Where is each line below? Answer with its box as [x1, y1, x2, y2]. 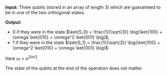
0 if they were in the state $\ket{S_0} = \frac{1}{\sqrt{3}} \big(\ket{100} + [12, 29, 162, 34]
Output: [5, 19, 21, 25]
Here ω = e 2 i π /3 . [5, 54, 39, 61]
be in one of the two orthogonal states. [5, 9, 85, 15]
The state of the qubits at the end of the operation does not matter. [5, 65, 143, 71]
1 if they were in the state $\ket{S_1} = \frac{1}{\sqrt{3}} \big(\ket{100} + [12, 39, 160, 45]
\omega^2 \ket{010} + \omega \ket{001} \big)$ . [12, 45, 110, 50]
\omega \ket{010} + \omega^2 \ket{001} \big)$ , [12, 34, 110, 40]
